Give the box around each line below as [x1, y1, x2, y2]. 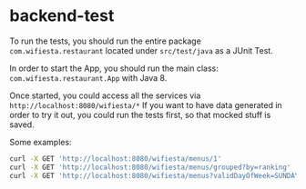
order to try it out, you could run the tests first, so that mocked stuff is [9, 109, 271, 120]
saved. [9, 119, 35, 130]
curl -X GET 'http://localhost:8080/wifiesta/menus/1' [9, 154, 222, 164]
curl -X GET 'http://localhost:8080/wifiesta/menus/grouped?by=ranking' [9, 163, 291, 172]
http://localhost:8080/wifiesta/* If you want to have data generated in [9, 99, 282, 110]
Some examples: [9, 136, 72, 147]
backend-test [9, 5, 115, 26]
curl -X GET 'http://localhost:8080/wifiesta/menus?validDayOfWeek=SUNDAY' [9, 171, 303, 180]
